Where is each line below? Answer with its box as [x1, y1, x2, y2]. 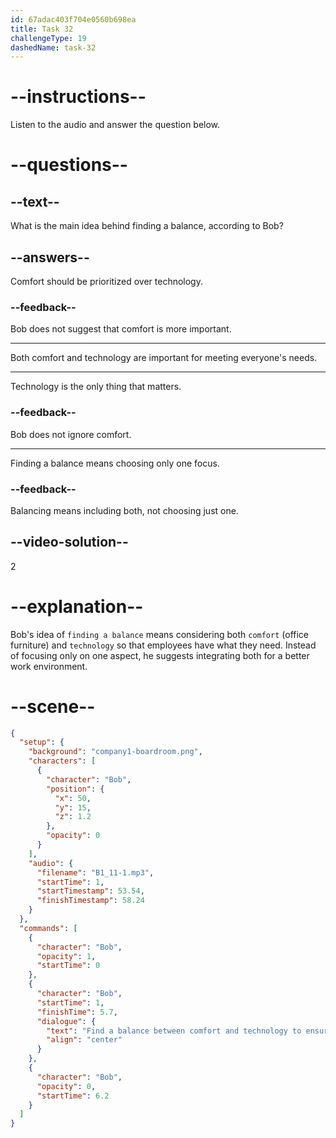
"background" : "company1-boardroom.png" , [28, 747, 203, 757]
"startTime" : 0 [36, 961, 101, 971]
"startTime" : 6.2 [36, 1091, 110, 1101]
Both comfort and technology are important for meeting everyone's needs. [10, 352, 318, 364]
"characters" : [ [28, 756, 97, 766]
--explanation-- [10, 595, 144, 618]
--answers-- [10, 249, 90, 266]
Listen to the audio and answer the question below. [10, 119, 221, 131]
